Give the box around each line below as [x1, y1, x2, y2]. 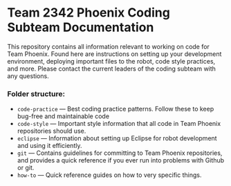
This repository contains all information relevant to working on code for [7, 42, 210, 50]
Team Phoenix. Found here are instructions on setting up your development [7, 50, 222, 58]
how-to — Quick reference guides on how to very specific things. [17, 171, 202, 179]
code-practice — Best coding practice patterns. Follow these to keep [17, 105, 214, 113]
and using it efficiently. [17, 142, 82, 150]
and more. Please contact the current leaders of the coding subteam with [7, 64, 216, 73]
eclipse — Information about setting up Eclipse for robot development [17, 134, 217, 142]
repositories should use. [17, 127, 86, 136]
